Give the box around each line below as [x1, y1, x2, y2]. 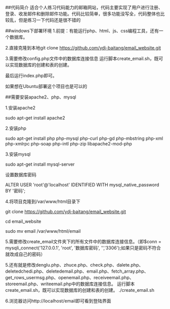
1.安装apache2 [5, 105, 36, 111]
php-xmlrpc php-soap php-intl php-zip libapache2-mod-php [5, 141, 133, 146]
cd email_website [5, 219, 41, 224]
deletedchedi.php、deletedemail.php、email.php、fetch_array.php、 [5, 268, 149, 274]
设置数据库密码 [5, 172, 36, 178]
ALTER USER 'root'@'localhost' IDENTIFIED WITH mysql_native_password [5, 182, 159, 188]
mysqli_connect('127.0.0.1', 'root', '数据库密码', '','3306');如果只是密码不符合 [5, 245, 161, 251]
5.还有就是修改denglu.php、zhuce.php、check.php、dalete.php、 [5, 262, 144, 268]
